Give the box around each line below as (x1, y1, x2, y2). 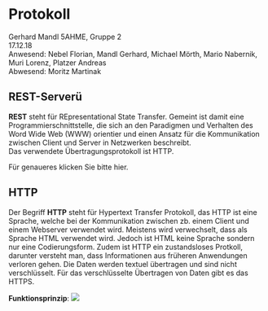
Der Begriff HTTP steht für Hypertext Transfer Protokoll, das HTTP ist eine (8, 207, 258, 217)
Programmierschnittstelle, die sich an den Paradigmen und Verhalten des (8, 120, 254, 130)
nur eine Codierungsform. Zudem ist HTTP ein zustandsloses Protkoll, (8, 242, 243, 252)
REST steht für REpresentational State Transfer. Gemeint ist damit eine (8, 112, 244, 121)
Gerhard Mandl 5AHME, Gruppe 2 (8, 32, 122, 42)
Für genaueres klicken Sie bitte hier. (8, 162, 129, 172)
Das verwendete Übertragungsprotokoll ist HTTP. (8, 146, 174, 155)
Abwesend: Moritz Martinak (8, 66, 102, 76)
